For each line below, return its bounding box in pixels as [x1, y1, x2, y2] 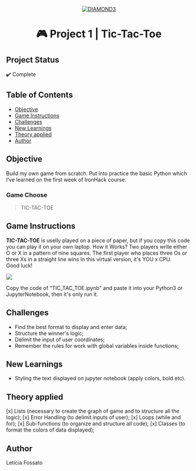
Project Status [6, 55, 60, 65]
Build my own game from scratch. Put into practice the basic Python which [6, 170, 187, 177]
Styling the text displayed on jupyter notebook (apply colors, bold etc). [14, 375, 186, 382]
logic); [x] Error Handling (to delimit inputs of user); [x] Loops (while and [6, 414, 181, 421]
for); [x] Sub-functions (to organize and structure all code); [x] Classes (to [6, 420, 185, 427]
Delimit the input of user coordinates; [14, 336, 105, 343]
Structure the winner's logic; [14, 330, 84, 337]
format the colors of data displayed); [6, 426, 95, 433]
